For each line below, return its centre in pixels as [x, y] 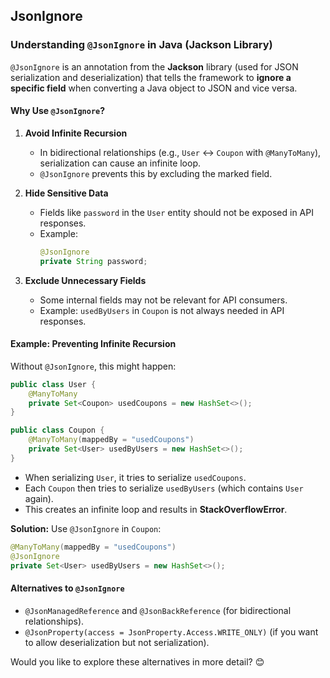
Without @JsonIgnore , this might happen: [93, 366]
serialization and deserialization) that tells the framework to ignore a [151, 77]
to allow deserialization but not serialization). [117, 642]
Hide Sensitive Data [66, 193]
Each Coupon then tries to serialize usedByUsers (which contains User [164, 488]
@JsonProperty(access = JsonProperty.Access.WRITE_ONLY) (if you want [171, 631]
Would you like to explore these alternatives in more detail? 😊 [137, 661]
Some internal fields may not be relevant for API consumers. [163, 300]
